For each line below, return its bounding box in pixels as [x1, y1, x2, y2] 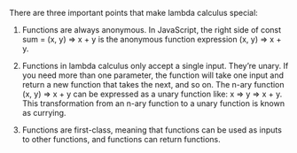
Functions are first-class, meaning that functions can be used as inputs [21, 125, 282, 135]
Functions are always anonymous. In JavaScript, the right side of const [21, 25, 282, 34]
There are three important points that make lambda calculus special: [9, 8, 259, 18]
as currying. [21, 108, 66, 118]
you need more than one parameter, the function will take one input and [21, 70, 285, 80]
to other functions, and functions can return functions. [21, 134, 222, 144]
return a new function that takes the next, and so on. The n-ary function [21, 80, 285, 89]
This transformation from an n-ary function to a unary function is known [21, 98, 285, 109]
